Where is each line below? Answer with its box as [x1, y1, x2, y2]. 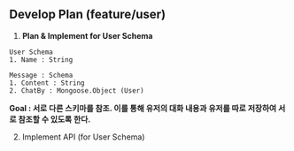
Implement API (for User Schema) [21, 132, 145, 142]
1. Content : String [9, 79, 86, 87]
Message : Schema [9, 71, 73, 79]
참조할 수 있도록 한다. [18, 114, 91, 125]
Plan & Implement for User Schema [21, 30, 153, 41]
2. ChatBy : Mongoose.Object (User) [9, 86, 144, 95]
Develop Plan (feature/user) [9, 7, 166, 22]
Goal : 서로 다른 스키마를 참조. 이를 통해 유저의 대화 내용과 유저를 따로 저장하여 [9, 102, 277, 113]
